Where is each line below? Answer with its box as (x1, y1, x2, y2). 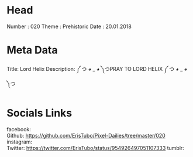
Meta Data (6, 43, 58, 57)
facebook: (6, 125, 32, 132)
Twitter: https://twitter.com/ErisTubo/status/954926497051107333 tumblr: (6, 144, 185, 151)
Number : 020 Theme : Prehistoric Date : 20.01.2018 (6, 23, 132, 30)
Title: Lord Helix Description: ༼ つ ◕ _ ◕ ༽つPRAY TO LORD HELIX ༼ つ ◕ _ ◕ (6, 65, 188, 72)
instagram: (6, 138, 33, 145)
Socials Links (6, 107, 73, 120)
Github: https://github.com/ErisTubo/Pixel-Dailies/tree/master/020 (6, 132, 166, 139)
